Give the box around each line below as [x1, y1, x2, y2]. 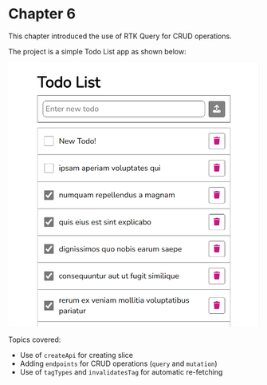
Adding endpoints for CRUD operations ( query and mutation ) [19, 359, 218, 368]
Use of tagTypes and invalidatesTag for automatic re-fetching [19, 367, 223, 377]
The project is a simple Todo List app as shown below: [8, 46, 187, 56]
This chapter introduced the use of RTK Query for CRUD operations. [8, 31, 233, 41]
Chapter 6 [8, 5, 76, 23]
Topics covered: [8, 335, 61, 344]
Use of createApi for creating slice [19, 351, 134, 360]
